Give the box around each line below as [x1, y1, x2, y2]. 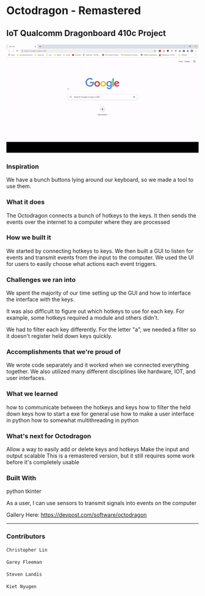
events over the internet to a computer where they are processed [6, 218, 170, 226]
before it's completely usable [6, 458, 79, 465]
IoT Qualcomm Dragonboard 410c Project [6, 28, 167, 38]
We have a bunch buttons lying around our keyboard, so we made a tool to [6, 176, 194, 184]
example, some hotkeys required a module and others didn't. [6, 314, 159, 321]
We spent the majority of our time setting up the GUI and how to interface [6, 289, 191, 296]
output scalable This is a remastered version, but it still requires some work [6, 452, 195, 459]
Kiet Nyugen [6, 583, 37, 589]
